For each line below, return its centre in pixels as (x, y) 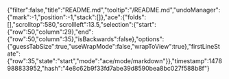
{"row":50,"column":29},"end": (50, 32)
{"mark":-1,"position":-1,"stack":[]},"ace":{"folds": (77, 17)
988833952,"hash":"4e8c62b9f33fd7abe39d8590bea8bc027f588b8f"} (109, 68)
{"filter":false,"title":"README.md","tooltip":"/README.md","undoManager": (114, 10)
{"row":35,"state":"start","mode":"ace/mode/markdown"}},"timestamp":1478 (115, 61)
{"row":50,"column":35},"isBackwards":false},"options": (86, 39)
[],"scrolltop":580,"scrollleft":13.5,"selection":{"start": (82, 24)
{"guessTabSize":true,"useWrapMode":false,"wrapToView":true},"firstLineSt (114, 46)
